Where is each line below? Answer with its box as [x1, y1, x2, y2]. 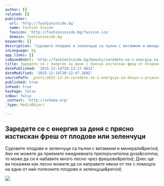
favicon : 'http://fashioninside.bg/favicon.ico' [9, 30, 110, 35]
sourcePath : [5, 75, 29, 80]
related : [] [5, 12, 29, 17]
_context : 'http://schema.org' [5, 98, 69, 103]
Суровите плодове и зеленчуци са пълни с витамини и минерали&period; [5, 145, 159, 151]
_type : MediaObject [5, 103, 45, 107]
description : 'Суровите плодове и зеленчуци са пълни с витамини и [5, 43, 145, 48]
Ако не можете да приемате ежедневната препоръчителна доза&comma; [5, 150, 159, 156]
